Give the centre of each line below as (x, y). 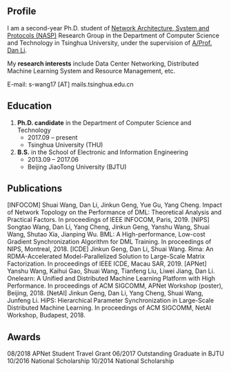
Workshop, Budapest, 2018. (47, 315)
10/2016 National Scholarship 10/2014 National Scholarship (91, 361)
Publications (35, 188)
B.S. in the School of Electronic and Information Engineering (102, 152)
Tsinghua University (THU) (65, 145)
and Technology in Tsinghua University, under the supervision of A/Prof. (110, 43)
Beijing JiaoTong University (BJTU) (77, 167)
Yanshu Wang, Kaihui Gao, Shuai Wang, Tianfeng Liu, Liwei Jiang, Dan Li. (111, 271)
